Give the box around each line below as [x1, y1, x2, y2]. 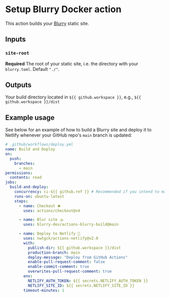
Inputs [5, 35, 26, 44]
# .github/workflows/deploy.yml [5, 142, 73, 147]
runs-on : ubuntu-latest [14, 194, 65, 199]
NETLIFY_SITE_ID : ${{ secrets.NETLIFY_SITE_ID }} [27, 283, 135, 288]
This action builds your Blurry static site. [5, 20, 90, 26]
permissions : [5, 170, 33, 176]
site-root [5, 50, 29, 56]
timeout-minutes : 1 [23, 288, 65, 293]
